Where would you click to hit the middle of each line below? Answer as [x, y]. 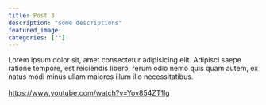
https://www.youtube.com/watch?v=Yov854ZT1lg [89, 93]
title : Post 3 [32, 15]
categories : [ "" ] [37, 37]
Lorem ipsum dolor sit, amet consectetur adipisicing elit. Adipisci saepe [125, 60]
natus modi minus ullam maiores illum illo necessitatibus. [101, 77]
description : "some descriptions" [66, 23]
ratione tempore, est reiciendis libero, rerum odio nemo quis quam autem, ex [133, 69]
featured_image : [35, 30]
